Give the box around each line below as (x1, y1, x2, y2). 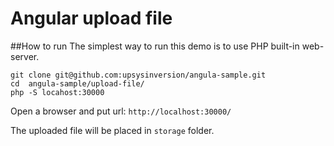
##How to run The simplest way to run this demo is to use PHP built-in (10, 40, 300, 52)
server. (10, 50, 40, 62)
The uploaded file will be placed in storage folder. (10, 124, 215, 136)
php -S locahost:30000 (10, 87, 105, 97)
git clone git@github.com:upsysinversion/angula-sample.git (10, 70, 267, 80)
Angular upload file (10, 7, 173, 30)
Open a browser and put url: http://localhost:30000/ (10, 105, 232, 117)
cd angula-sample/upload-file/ (10, 78, 145, 89)
